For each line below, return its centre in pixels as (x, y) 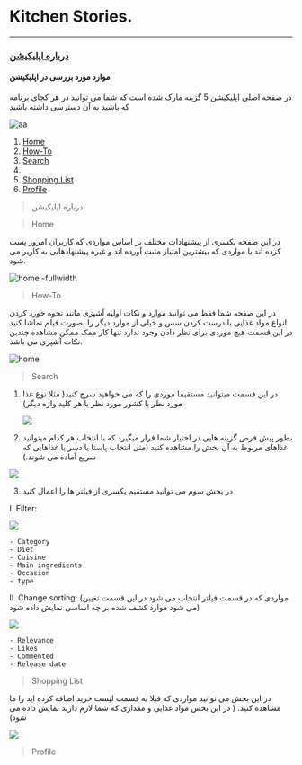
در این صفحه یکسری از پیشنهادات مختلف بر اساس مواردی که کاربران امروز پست (145, 242)
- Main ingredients (46, 565)
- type (22, 582)
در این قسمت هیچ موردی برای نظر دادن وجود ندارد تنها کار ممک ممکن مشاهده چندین (151, 332)
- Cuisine (28, 558)
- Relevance (31, 641)
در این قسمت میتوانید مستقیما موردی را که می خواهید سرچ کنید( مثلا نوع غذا (150, 394)
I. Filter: (23, 509)
